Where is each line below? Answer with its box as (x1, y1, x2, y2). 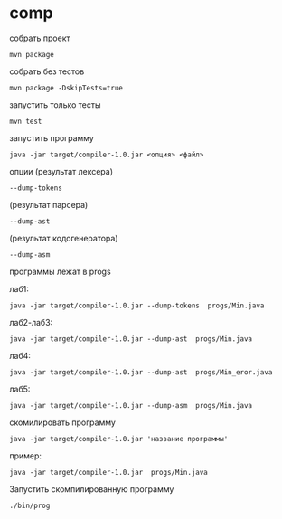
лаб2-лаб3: (9, 316, 53, 327)
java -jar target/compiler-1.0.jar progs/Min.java (9, 467, 208, 477)
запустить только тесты (9, 99, 101, 110)
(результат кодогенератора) (9, 232, 119, 243)
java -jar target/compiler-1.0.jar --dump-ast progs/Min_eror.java (9, 367, 273, 377)
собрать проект (9, 33, 70, 43)
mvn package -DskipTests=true (9, 83, 124, 92)
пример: (9, 450, 42, 461)
